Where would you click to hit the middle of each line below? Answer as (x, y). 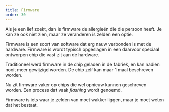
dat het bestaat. (22, 105)
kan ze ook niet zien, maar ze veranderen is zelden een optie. (69, 34)
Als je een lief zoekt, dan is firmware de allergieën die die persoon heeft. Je (84, 29)
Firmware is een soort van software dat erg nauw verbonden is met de (78, 44)
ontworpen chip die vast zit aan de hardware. (52, 54)
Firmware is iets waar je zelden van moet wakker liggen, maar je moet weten (85, 100)
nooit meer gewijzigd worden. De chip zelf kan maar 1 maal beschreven (79, 70)
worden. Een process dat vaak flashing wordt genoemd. (64, 90)
